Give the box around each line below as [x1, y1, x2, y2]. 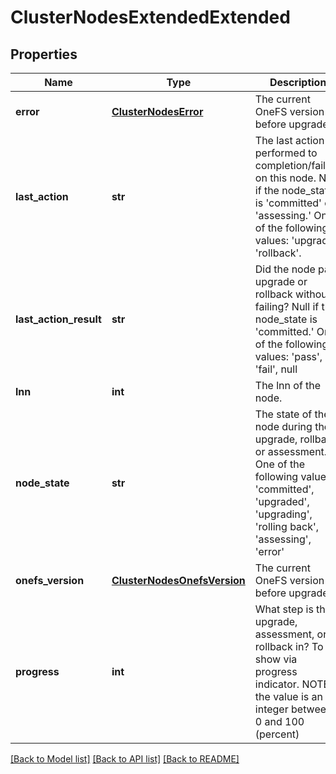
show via [254, 652, 298, 666]
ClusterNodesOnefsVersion [111, 574, 246, 587]
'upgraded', [254, 495, 310, 508]
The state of [254, 407, 313, 421]
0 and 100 [254, 715, 305, 728]
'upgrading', [254, 507, 313, 521]
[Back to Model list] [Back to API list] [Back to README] [10, 753, 240, 765]
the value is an [254, 690, 324, 703]
